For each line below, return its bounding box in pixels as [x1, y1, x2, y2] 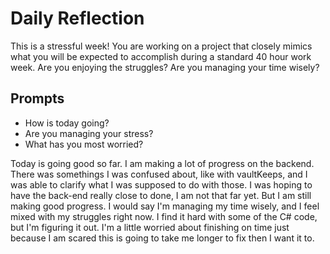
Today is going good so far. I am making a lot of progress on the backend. [10, 157, 315, 169]
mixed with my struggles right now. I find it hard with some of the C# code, [10, 210, 318, 222]
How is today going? [24, 117, 110, 129]
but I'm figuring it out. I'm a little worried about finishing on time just [10, 221, 290, 233]
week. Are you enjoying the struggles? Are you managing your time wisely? [10, 61, 320, 73]
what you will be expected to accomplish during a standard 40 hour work [10, 50, 312, 62]
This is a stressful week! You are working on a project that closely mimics [10, 40, 313, 52]
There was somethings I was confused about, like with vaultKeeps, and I [10, 168, 308, 180]
